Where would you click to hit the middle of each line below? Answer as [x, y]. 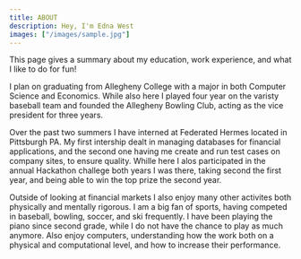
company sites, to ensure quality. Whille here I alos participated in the [138, 161]
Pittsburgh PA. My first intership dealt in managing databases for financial [145, 142]
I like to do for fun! [43, 69]
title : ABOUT [34, 17]
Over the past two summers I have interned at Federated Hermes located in [149, 133]
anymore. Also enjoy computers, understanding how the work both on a [142, 236]
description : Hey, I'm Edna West [72, 26]
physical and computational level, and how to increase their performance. [145, 245]
